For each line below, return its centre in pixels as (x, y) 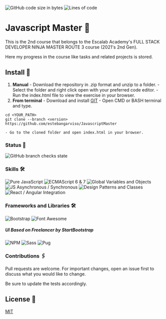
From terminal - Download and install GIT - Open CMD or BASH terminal (87, 100)
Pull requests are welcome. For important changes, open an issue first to (80, 268)
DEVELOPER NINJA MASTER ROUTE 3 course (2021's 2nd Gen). (72, 47)
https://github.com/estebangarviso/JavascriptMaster (61, 123)
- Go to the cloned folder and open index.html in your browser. (74, 132)
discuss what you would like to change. (46, 274)
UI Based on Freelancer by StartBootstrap (49, 230)
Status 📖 (16, 145)
